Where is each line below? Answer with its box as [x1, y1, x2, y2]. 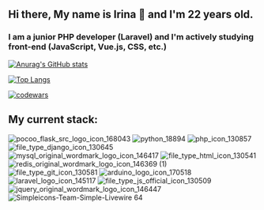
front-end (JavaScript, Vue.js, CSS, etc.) [8, 41, 168, 52]
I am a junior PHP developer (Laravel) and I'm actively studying [8, 32, 255, 43]
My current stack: [8, 113, 99, 126]
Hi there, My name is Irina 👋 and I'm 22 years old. [8, 8, 254, 21]
